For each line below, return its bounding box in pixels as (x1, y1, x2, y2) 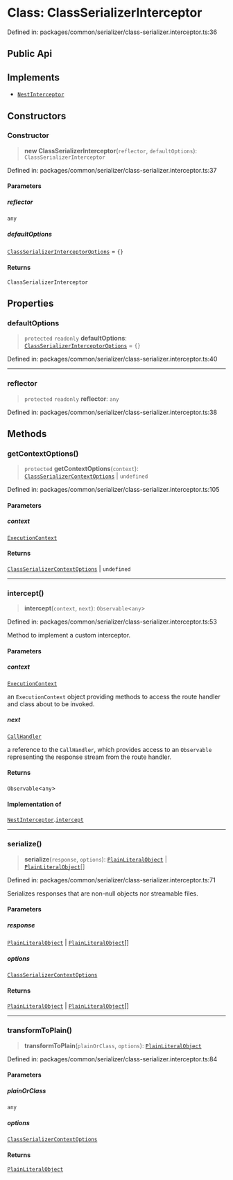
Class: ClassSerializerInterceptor (7, 5, 202, 21)
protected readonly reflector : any (24, 394, 119, 403)
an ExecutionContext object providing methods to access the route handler (7, 692, 221, 701)
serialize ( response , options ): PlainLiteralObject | (24, 855, 168, 863)
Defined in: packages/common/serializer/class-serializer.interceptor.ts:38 (7, 408, 217, 416)
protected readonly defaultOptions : (24, 334, 127, 343)
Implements (7, 71, 60, 83)
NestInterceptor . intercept (7, 815, 84, 823)
